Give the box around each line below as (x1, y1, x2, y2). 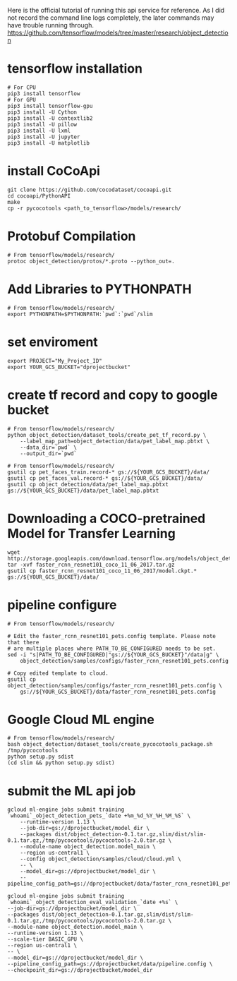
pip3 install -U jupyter (7, 133, 80, 140)
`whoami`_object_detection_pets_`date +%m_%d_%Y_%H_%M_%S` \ (7, 812, 191, 819)
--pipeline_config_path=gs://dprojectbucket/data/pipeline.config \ (7, 961, 213, 968)
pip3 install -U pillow (7, 121, 78, 128)
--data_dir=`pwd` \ (20, 444, 78, 451)
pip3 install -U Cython (7, 109, 78, 116)
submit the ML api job (7, 783, 136, 799)
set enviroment (7, 334, 99, 350)
